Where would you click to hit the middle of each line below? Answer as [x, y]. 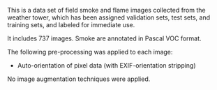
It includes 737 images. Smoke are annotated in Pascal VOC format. [104, 38]
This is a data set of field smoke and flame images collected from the [106, 10]
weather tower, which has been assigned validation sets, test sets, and [109, 17]
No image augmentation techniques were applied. [79, 79]
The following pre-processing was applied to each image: [90, 52]
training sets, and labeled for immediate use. [71, 25]
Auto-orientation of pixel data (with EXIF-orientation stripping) [107, 65]
